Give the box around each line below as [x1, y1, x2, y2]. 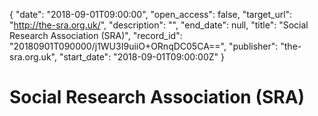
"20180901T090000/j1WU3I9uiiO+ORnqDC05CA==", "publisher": [9, 40, 279, 52]
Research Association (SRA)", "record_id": [9, 30, 183, 41]
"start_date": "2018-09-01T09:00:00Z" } [58, 51, 225, 63]
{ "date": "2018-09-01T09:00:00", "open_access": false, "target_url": [9, 9, 293, 20]
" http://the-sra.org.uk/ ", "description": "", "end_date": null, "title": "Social [9, 19, 309, 31]
